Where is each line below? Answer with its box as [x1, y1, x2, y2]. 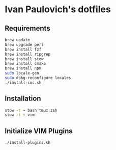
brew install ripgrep [5, 52, 51, 57]
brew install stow [5, 56, 44, 62]
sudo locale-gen [5, 70, 39, 76]
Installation [5, 94, 41, 103]
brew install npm [5, 66, 42, 71]
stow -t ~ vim [5, 112, 35, 118]
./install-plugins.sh [5, 140, 51, 145]
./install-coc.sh [5, 80, 42, 85]
